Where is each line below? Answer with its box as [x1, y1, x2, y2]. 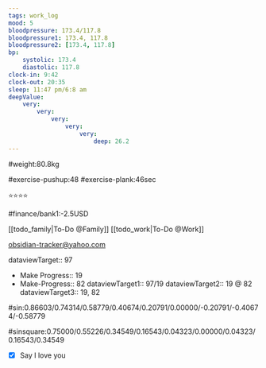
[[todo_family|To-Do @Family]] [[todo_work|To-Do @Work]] [8, 224, 205, 234]
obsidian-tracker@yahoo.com [8, 239, 106, 249]
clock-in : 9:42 [8, 71, 59, 79]
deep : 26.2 [93, 137, 129, 145]
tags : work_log [8, 11, 59, 20]
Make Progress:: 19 [19, 270, 83, 280]
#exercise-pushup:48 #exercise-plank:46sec [8, 174, 156, 184]
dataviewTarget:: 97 [8, 255, 73, 265]
